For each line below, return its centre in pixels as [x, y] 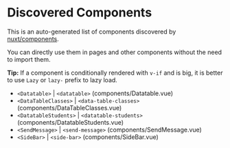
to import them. [29, 59]
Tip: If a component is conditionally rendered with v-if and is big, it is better [115, 73]
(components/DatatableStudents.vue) [70, 122]
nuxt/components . [33, 38]
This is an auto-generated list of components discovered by [92, 32]
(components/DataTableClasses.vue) [69, 108]
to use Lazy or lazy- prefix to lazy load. [62, 79]
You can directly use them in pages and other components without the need [114, 52]
